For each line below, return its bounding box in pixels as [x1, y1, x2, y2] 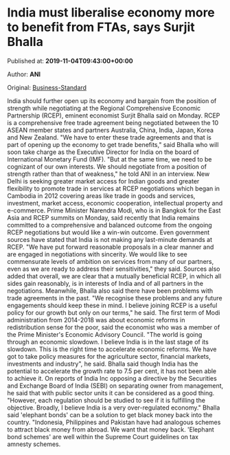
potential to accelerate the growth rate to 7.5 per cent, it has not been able [7, 366, 217, 375]
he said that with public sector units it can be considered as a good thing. [7, 388, 215, 397]
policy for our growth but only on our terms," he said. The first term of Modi [7, 308, 220, 317]
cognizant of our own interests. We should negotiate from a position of [7, 162, 207, 170]
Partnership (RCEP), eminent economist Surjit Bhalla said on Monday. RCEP [7, 111, 220, 120]
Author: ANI [7, 70, 41, 78]
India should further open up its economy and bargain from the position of [7, 96, 217, 104]
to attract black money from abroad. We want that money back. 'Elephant [7, 425, 214, 434]
